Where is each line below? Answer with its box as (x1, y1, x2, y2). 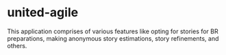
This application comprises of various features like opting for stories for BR (7, 27, 219, 35)
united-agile (7, 5, 79, 20)
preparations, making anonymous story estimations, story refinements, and (7, 34, 219, 42)
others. (7, 41, 27, 50)
